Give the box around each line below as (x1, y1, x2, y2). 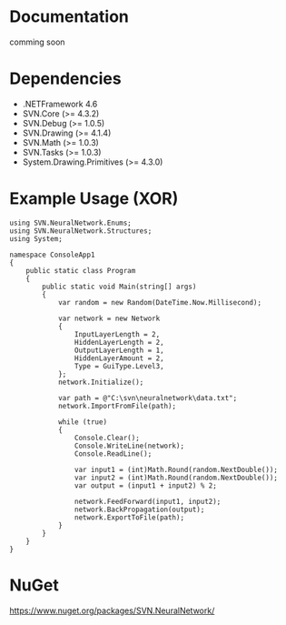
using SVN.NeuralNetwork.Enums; (9, 218, 132, 227)
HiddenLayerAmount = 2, (74, 353, 165, 363)
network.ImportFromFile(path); (57, 401, 177, 410)
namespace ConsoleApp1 (9, 250, 95, 259)
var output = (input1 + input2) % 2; (74, 480, 218, 490)
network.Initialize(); (57, 378, 144, 387)
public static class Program (25, 266, 136, 275)
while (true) (57, 417, 107, 427)
